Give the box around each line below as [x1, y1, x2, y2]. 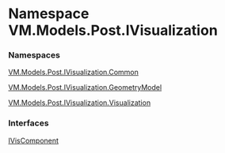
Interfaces [8, 118, 49, 129]
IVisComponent [8, 136, 59, 145]
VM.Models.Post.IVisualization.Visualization [8, 98, 151, 107]
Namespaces [8, 50, 61, 61]
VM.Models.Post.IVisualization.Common [8, 68, 139, 77]
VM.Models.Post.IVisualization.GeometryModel [8, 83, 162, 92]
